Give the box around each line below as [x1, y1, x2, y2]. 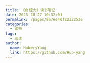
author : [5, 41, 22, 46]
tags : [5, 31, 17, 36]
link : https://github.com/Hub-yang [10, 50, 85, 55]
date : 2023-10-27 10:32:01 [5, 12, 63, 17]
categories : [5, 21, 31, 27]
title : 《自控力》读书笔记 [5, 7, 56, 13]
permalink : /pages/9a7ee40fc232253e [5, 17, 83, 22]
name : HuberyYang [10, 45, 47, 50]
